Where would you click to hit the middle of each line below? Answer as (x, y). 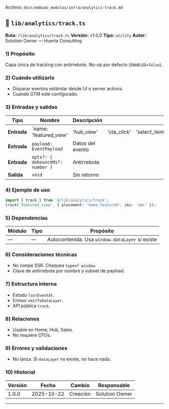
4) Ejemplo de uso (28, 190)
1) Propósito (20, 53)
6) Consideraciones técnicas (41, 254)
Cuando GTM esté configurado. (45, 94)
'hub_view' (85, 132)
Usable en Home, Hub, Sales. (43, 329)
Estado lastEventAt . (33, 295)
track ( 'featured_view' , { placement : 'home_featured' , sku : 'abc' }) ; (81, 205)
